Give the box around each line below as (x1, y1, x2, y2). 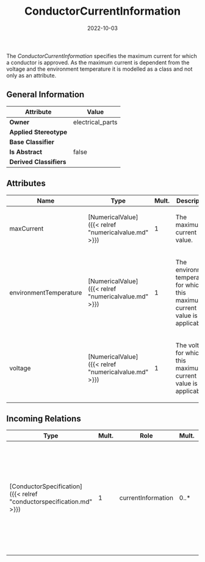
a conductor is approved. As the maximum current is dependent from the (6, 59, 190, 66)
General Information (6, 90, 85, 100)
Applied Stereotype (9, 128, 68, 136)
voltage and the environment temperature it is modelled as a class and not (6, 65, 193, 73)
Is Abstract (9, 148, 43, 156)
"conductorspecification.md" (9, 497, 93, 506)
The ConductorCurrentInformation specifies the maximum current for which (6, 52, 197, 59)
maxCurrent (9, 224, 44, 232)
